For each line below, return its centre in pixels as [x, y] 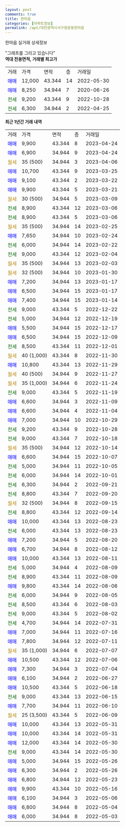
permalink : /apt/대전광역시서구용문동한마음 [45, 28]
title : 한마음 [18, 19]
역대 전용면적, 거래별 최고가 [31, 59]
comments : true [21, 14]
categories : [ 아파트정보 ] [29, 23]
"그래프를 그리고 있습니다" [30, 53]
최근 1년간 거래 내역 [24, 122]
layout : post [18, 10]
